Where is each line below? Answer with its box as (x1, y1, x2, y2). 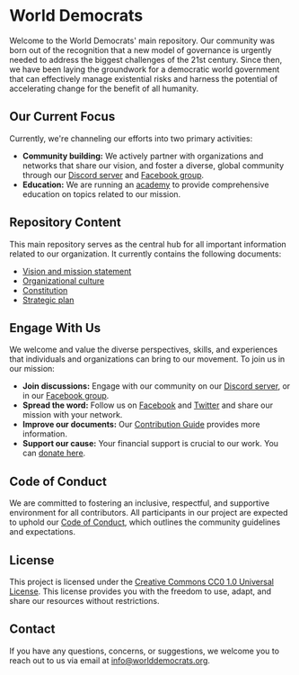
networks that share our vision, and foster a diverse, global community (22, 159, 285, 171)
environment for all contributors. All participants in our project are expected (9, 508, 289, 518)
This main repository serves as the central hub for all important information (9, 238, 287, 249)
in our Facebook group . (22, 391, 110, 401)
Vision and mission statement (22, 265, 132, 276)
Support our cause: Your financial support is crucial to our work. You (22, 438, 279, 449)
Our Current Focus (9, 109, 116, 124)
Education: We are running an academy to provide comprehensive (22, 179, 269, 190)
